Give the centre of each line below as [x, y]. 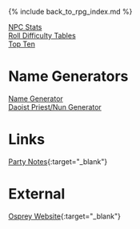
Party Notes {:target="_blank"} [58, 161]
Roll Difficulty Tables [42, 36]
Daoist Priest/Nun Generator [55, 106]
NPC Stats [25, 27]
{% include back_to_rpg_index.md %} [70, 12]
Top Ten [22, 44]
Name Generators [68, 76]
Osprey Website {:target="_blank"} [65, 216]
